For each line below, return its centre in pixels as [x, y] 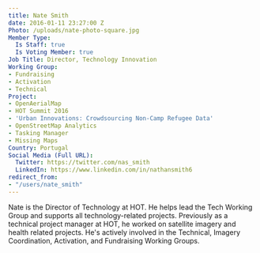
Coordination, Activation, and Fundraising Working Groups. [104, 240]
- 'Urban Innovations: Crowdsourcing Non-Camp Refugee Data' [111, 119]
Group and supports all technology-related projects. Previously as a [118, 215]
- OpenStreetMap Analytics [53, 126]
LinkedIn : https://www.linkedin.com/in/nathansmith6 [104, 170]
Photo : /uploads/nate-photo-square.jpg [74, 30]
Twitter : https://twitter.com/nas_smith [83, 163]
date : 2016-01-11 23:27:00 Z [56, 23]
